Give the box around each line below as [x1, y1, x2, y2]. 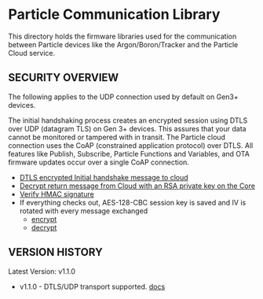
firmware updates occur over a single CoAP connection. [8, 157, 190, 167]
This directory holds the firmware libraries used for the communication [8, 31, 237, 41]
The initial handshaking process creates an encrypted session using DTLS [8, 116, 248, 125]
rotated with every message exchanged [19, 206, 148, 216]
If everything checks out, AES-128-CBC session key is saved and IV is [19, 197, 247, 207]
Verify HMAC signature [19, 189, 94, 198]
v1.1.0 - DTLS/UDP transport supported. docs [19, 282, 166, 291]
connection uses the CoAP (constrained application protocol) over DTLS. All [8, 140, 254, 150]
